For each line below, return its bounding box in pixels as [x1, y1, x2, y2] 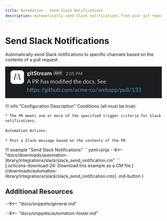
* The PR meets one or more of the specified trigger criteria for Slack [5, 113, 162, 118]
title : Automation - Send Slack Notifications [5, 8, 103, 13]
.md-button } [117, 173, 144, 179]
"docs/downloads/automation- [5, 152, 68, 158]
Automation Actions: [5, 128, 48, 133]
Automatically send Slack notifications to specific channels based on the [5, 52, 154, 57]
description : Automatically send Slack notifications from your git [5, 13, 150, 18]
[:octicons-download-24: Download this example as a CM [5, 163, 123, 168]
